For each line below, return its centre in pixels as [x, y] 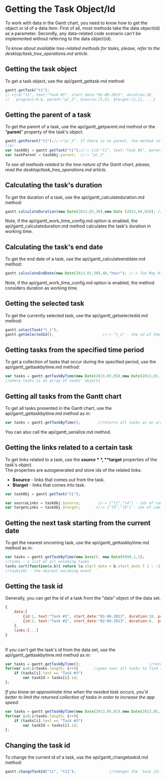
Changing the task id [38, 745]
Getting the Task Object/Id [60, 9]
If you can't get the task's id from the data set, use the [60, 650]
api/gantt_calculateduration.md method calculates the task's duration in [78, 226]
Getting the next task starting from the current [78, 523]
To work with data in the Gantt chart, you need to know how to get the [76, 23]
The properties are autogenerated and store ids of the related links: [74, 470]
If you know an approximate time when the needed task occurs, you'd [77, 692]
